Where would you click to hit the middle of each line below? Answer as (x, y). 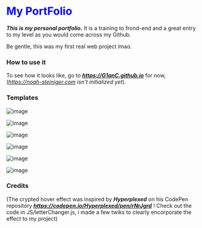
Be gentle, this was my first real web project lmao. (69, 46)
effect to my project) (32, 218)
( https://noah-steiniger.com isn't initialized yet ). (66, 82)
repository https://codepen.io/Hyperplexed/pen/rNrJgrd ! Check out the (99, 205)
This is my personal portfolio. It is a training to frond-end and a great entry (101, 28)
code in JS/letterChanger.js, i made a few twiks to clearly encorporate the (99, 212)
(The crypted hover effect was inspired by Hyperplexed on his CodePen (97, 199)
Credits (17, 186)
